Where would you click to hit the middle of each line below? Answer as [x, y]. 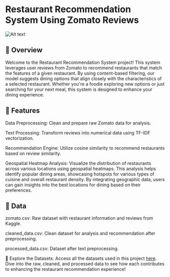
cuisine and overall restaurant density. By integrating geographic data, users [85, 179]
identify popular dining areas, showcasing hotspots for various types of [80, 174]
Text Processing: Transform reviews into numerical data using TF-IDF [78, 132]
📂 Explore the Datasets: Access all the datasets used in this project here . [81, 258]
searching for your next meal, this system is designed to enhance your [79, 89]
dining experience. [25, 94]
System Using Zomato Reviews [72, 20]
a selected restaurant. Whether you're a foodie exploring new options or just [85, 84]
